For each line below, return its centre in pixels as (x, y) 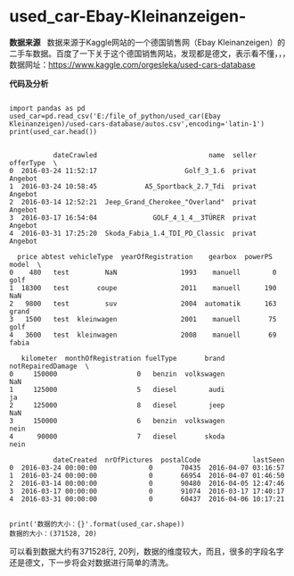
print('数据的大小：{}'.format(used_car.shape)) (97, 524)
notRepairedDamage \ (49, 366)
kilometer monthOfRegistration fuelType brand (123, 358)
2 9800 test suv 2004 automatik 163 (143, 304)
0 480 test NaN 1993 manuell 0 (143, 272)
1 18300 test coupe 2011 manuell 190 (143, 288)
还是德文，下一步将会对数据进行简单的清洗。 (91, 562)
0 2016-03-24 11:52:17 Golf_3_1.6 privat (133, 171)
